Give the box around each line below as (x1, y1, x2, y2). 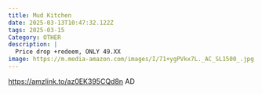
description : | (8, 41, 58, 49)
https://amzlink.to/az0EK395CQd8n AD (8, 76, 136, 86)
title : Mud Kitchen (8, 11, 72, 20)
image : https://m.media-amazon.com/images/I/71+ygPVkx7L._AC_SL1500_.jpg (8, 56, 255, 63)
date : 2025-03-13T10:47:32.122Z (8, 19, 114, 27)
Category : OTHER (8, 33, 61, 42)
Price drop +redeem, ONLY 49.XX (15, 48, 122, 56)
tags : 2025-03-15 (8, 26, 65, 34)
